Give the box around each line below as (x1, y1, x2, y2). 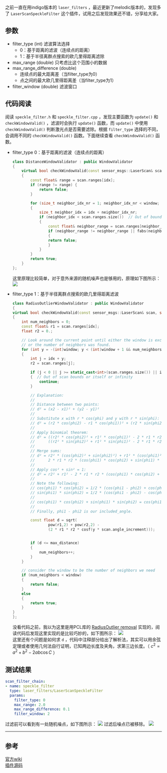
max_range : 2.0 (14, 702, 46, 707)
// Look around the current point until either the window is (21, 337, 153, 343)
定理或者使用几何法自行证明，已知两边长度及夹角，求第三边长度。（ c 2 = (12, 642, 160, 649)
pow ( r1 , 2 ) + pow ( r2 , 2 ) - (48, 522, 100, 527)
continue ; (39, 379, 60, 384)
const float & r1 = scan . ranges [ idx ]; (21, 324, 100, 329)
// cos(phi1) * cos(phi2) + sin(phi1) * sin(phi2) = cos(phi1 (30, 500, 162, 505)
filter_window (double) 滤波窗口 (12, 83, 77, 89)
